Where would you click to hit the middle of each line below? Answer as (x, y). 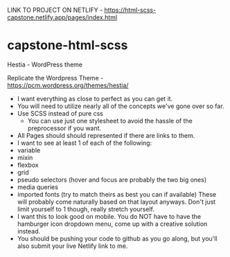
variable (29, 150)
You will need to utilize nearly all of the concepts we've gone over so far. (121, 106)
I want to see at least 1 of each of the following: (85, 143)
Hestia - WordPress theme (45, 64)
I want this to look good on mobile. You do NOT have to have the (109, 216)
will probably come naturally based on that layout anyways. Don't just (116, 202)
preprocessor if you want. (64, 128)
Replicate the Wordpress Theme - (55, 78)
